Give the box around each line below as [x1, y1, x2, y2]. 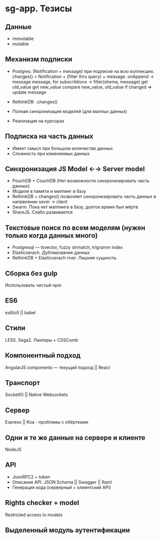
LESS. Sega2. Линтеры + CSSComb [5, 337, 79, 343]
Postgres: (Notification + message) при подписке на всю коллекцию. [12, 68, 155, 74]
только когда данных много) [5, 231, 98, 240]
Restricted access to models [5, 511, 63, 518]
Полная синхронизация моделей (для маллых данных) [12, 108, 128, 114]
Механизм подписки [5, 55, 73, 64]
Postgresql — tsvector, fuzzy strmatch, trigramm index [12, 245, 123, 251]
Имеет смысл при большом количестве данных [12, 145, 113, 151]
